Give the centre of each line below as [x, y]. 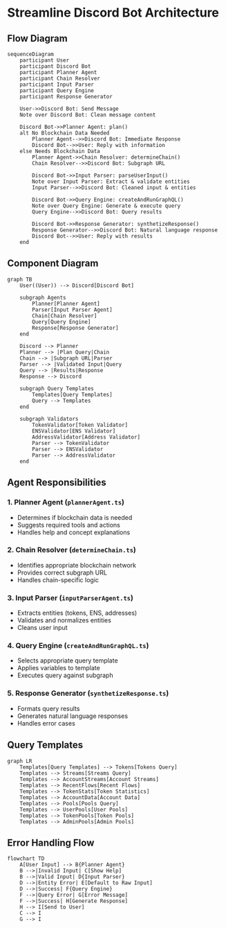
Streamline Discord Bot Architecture [113, 13]
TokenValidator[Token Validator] [80, 425]
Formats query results [48, 708]
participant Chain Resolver [60, 78]
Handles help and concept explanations [74, 532]
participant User [45, 60]
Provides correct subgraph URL [62, 572]
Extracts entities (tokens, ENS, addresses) [77, 613]
